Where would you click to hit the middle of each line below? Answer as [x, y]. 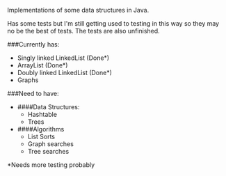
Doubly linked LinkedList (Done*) [65, 73]
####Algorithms [41, 129]
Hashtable [42, 114]
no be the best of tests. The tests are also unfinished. [83, 31]
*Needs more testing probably [51, 165]
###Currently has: [33, 44]
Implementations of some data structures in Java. [78, 10]
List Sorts [41, 136]
